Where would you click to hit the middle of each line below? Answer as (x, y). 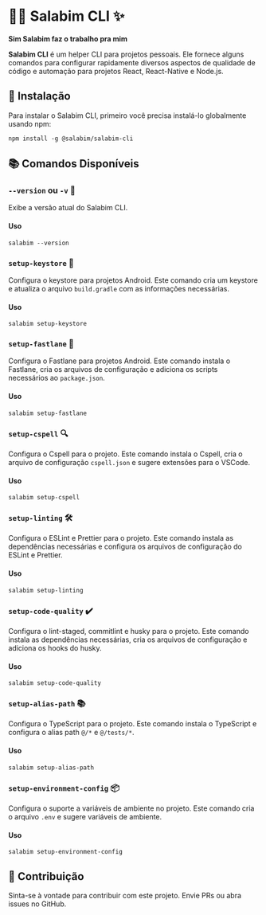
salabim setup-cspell (44, 498)
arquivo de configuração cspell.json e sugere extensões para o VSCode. (129, 462)
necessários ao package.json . (57, 378)
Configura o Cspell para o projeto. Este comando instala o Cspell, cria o (125, 454)
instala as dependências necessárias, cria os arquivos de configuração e (128, 639)
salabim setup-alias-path (51, 768)
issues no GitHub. (37, 904)
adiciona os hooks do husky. (55, 647)
